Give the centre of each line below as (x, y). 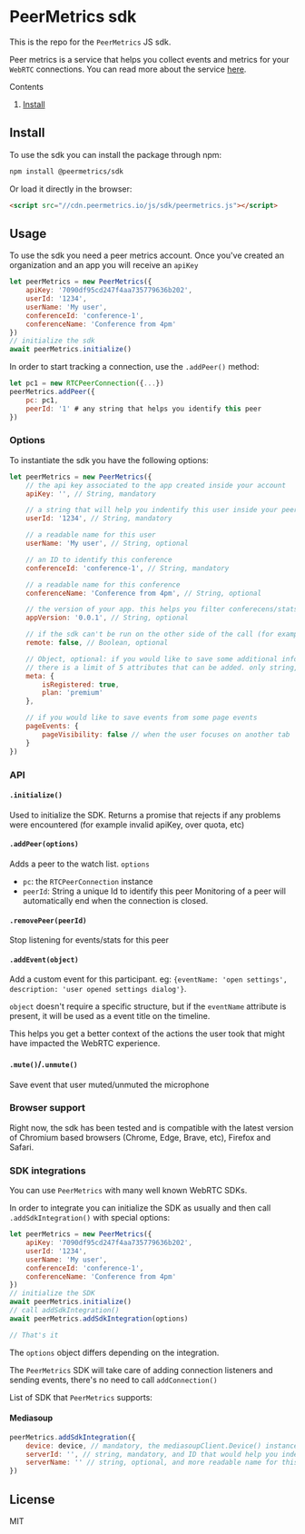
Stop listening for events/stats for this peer (89, 940)
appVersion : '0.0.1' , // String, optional (107, 618)
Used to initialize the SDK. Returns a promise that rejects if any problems (145, 815)
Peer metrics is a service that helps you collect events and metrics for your (149, 59)
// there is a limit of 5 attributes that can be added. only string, (162, 668)
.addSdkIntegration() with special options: (90, 1218)
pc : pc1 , (42, 400)
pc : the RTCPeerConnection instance (88, 881)
